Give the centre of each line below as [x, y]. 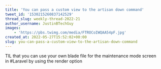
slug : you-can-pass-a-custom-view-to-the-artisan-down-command [71, 42]
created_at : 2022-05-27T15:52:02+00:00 [46, 37]
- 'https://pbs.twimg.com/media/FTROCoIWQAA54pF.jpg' [70, 33]
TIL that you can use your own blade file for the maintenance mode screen [81, 56]
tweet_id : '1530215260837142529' [39, 14]
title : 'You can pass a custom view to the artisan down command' [75, 10]
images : [13, 28]
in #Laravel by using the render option [44, 61]
